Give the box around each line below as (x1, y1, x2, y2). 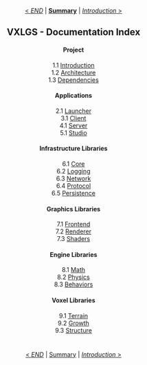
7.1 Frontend (56, 220, 91, 229)
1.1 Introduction (52, 61, 95, 69)
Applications (54, 92, 93, 100)
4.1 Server (59, 121, 88, 129)
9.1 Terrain (58, 311, 89, 320)
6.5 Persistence (52, 189, 95, 197)
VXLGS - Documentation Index (6, 26, 141, 38)
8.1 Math (61, 266, 86, 274)
